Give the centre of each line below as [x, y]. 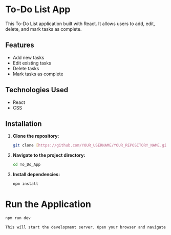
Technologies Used [37, 90]
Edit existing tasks [32, 63]
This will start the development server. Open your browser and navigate [86, 227]
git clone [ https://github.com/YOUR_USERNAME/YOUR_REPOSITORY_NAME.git [91, 145]
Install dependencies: [36, 175]
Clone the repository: [36, 136]
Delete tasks [26, 68]
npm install [25, 184]
